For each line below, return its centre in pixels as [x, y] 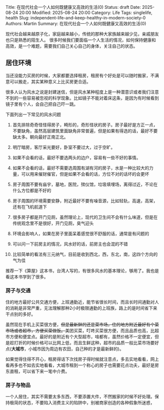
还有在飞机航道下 [30, 207]
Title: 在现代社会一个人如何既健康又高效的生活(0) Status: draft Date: [73, 7]
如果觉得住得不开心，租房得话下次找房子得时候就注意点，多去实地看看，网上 [82, 359]
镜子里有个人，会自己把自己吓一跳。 [42, 104]
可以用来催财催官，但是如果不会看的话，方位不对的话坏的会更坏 [85, 174]
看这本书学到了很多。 [27, 277]
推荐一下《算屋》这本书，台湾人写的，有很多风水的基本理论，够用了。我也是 [82, 270]
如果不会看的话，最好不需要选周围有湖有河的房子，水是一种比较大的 [81, 168]
